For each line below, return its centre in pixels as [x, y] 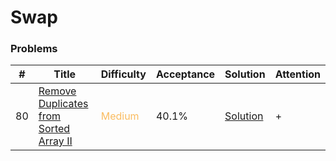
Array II [55, 141]
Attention [297, 74]
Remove [57, 91]
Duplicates [63, 104]
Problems [34, 49]
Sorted [54, 129]
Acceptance [185, 74]
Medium [120, 116]
